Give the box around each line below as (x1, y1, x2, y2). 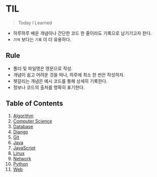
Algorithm (13, 112, 34, 119)
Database (13, 123, 33, 129)
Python (13, 161, 28, 167)
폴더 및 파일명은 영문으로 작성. (13, 65, 73, 71)
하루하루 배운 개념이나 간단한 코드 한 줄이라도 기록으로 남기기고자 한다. (13, 30, 152, 36)
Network (13, 155, 32, 161)
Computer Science (13, 118, 53, 124)
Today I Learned (18, 20, 53, 26)
